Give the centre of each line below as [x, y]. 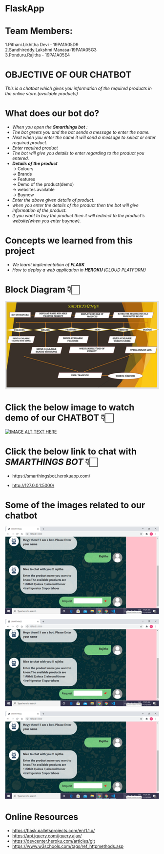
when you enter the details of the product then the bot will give [75, 205]
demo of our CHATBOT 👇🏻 [59, 418]
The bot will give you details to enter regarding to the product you [78, 153]
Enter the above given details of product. [53, 200]
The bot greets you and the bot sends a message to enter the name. [81, 132]
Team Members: [39, 31]
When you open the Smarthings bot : [50, 127]
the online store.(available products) [41, 94]
